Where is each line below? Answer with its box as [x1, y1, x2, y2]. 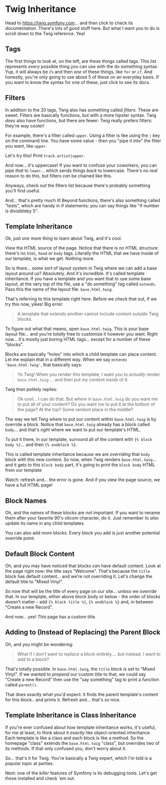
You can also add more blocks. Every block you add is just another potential [5, 530, 160, 536]
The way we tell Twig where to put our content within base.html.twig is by [5, 416, 157, 422]
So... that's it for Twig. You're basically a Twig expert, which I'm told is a [5, 755, 152, 761]
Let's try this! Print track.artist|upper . [5, 153, 85, 159]
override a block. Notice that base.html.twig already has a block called [5, 422, 150, 428]
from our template [5, 467, 42, 473]
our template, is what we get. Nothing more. [5, 256, 95, 262]
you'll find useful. [5, 187, 41, 193]
